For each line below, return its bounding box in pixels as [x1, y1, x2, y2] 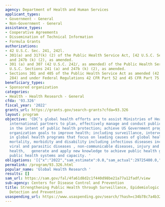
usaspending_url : [5, 194, 41, 199]
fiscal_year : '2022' [5, 103, 48, 108]
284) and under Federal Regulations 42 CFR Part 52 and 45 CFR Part [9, 76, 153, 80]
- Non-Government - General [5, 21, 63, 26]
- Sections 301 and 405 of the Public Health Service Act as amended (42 [5, 71, 160, 76]
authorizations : [5, 44, 38, 49]
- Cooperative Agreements [5, 30, 58, 35]
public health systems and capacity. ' [9, 153, 91, 158]
